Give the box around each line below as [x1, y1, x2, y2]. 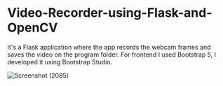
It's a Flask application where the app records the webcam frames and [7, 43, 212, 51]
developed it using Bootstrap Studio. [7, 57, 113, 66]
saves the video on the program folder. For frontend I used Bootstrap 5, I [7, 50, 216, 59]
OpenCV [7, 20, 58, 36]
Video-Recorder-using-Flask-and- [7, 5, 212, 21]
